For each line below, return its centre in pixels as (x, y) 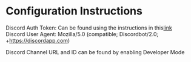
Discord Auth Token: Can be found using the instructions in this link (89, 28)
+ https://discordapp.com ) (38, 40)
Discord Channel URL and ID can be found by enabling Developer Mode (95, 52)
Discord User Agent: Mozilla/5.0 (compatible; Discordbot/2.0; (82, 34)
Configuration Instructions (74, 11)
